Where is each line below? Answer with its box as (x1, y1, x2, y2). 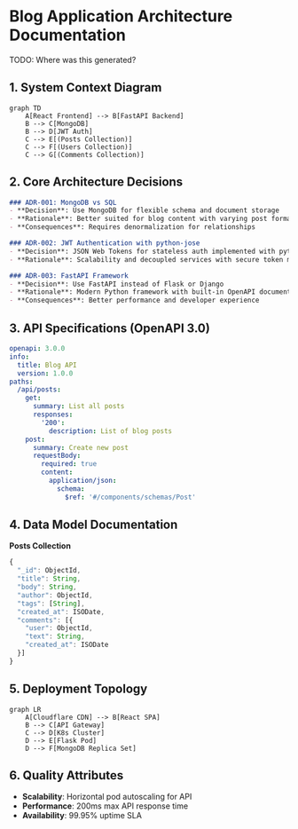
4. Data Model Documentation (9, 517, 178, 533)
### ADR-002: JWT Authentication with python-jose (9, 239, 200, 248)
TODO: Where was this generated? (9, 54, 137, 65)
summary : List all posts (32, 402, 125, 411)
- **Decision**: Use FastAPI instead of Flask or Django (9, 280, 224, 288)
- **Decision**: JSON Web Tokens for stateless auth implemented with (9, 247, 276, 256)
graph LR (9, 705, 42, 714)
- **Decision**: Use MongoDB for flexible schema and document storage (9, 206, 279, 215)
